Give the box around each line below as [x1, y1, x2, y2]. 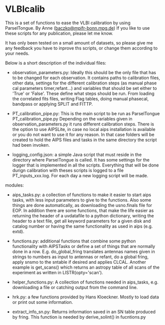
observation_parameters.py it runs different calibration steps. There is [12, 121, 154, 127]
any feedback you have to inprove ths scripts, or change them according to [5, 45, 158, 51]
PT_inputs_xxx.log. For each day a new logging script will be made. [12, 172, 149, 178]
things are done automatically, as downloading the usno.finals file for [12, 202, 153, 208]
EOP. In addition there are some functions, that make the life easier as [12, 207, 154, 213]
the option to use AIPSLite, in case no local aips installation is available [12, 126, 156, 132]
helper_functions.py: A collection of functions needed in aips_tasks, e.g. [12, 279, 159, 285]
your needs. [5, 50, 30, 56]
